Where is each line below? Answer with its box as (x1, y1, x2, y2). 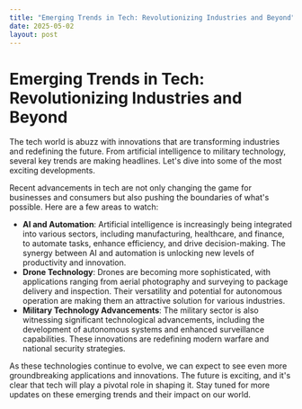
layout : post (9, 30, 58, 39)
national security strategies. (22, 343, 126, 354)
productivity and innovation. (22, 257, 127, 268)
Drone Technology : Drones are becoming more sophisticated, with (22, 267, 271, 278)
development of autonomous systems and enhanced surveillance (22, 325, 265, 335)
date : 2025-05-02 (9, 22, 75, 31)
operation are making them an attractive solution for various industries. (22, 296, 286, 307)
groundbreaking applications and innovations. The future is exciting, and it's (9, 370, 291, 381)
